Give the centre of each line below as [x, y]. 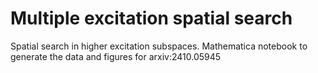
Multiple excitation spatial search [151, 18]
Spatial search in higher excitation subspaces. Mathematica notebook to [159, 46]
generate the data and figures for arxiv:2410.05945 [116, 56]
